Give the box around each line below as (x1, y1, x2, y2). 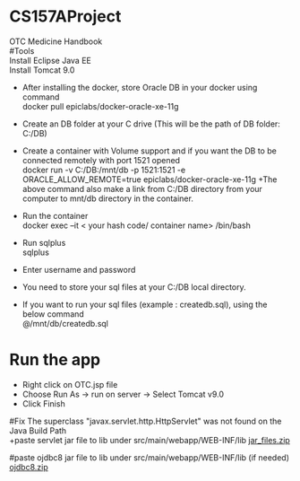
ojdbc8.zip (9, 461, 49, 472)
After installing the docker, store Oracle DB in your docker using (21, 82, 258, 92)
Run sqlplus (21, 237, 66, 248)
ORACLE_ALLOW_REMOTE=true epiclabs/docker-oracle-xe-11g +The (21, 173, 278, 185)
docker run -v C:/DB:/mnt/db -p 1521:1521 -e (21, 164, 186, 175)
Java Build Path (9, 424, 67, 436)
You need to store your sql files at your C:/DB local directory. (21, 281, 246, 293)
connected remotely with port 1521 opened (21, 154, 181, 165)
